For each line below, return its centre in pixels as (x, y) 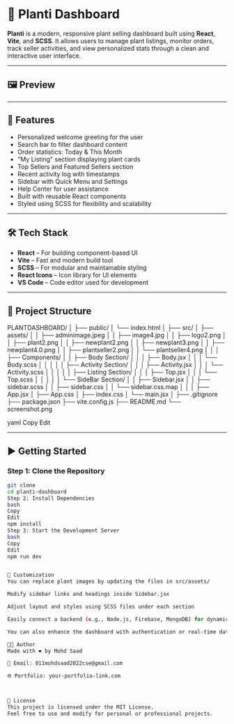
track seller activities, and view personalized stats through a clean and (108, 48)
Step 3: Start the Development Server (63, 530)
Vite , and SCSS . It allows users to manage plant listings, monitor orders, (111, 40)
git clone (22, 485)
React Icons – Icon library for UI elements (77, 275)
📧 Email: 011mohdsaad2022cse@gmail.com (65, 663)
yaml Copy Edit (29, 423)
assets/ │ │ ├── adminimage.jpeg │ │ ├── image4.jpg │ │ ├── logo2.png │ (117, 335)
